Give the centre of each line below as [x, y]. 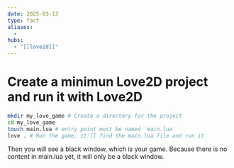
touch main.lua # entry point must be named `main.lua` [91, 129]
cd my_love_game [31, 122]
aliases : [20, 27]
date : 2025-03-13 [33, 14]
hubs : [15, 40]
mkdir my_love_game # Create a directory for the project [95, 116]
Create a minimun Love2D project [108, 82]
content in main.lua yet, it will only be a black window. [86, 157]
